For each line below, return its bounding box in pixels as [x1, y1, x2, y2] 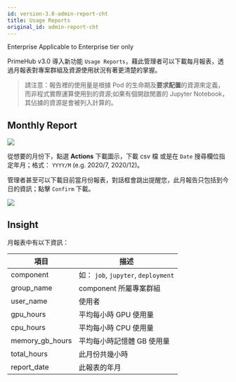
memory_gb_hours [11, 336, 72, 345]
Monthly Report [7, 119, 77, 131]
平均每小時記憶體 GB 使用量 [78, 336, 170, 345]
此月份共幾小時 [78, 350, 129, 359]
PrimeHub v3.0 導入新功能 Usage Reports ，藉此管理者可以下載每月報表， [7, 57, 218, 65]
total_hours [11, 349, 48, 359]
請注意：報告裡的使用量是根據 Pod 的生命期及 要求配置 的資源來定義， [24, 81, 225, 89]
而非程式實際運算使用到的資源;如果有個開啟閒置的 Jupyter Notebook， [24, 89, 229, 98]
